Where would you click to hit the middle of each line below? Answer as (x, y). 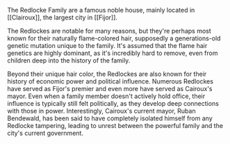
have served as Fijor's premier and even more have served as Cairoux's (110, 89)
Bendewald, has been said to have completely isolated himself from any (110, 118)
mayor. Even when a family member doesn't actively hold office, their (106, 96)
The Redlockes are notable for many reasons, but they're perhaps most (109, 31)
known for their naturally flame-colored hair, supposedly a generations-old (114, 38)
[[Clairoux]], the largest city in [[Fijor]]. (63, 17)
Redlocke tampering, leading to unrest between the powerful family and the (115, 126)
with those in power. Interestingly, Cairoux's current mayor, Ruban (101, 111)
